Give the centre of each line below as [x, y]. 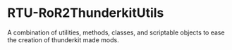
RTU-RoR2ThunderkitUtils [86, 13]
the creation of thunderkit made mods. [63, 39]
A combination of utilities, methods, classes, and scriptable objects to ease [116, 32]
